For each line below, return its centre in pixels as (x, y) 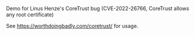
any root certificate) (30, 15)
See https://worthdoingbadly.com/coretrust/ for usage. (72, 26)
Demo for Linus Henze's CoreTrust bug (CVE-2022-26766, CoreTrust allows (97, 8)
